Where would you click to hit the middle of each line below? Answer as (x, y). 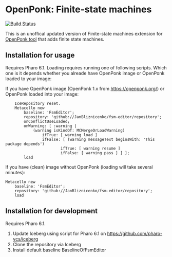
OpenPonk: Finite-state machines (79, 10)
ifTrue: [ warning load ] (70, 135)
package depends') (25, 144)
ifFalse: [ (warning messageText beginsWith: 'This (98, 139)
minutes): (15, 172)
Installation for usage (40, 55)
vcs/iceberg (25, 239)
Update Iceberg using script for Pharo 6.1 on (59, 233)
